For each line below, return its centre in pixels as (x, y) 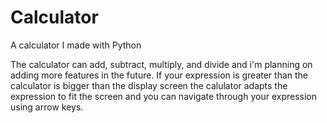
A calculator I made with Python (76, 45)
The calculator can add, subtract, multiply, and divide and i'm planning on (161, 64)
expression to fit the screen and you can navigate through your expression (163, 96)
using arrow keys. (47, 107)
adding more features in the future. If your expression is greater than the (159, 75)
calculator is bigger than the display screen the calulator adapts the (149, 85)
